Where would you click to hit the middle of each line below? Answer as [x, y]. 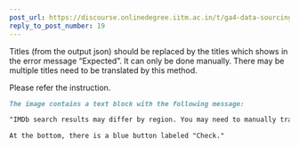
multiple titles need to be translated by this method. [103, 70]
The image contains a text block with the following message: [127, 103]
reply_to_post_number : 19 [57, 26]
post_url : [28, 17]
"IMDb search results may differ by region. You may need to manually [143, 120]
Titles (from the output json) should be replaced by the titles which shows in [149, 51]
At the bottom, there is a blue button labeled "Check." [117, 136]
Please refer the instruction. [60, 87]
